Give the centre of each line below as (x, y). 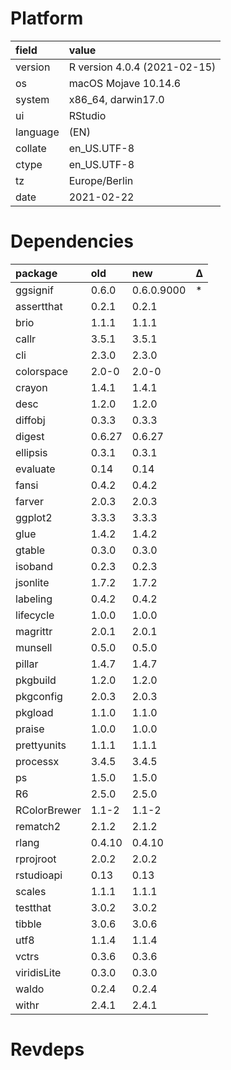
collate (31, 148)
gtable (30, 550)
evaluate (35, 469)
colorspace (42, 371)
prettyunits (41, 745)
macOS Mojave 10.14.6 (125, 83)
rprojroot (36, 859)
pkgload (34, 712)
